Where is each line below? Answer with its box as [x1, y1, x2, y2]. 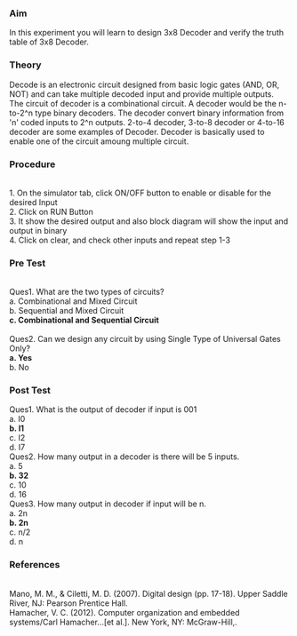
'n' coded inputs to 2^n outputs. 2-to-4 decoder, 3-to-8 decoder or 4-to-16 [9, 116, 285, 127]
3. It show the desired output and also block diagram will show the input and [9, 216, 289, 227]
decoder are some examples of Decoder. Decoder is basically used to [9, 126, 265, 137]
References [9, 559, 60, 571]
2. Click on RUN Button [9, 206, 93, 217]
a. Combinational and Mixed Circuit [9, 296, 138, 306]
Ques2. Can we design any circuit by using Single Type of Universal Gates [9, 334, 282, 345]
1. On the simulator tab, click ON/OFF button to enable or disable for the [9, 187, 271, 198]
